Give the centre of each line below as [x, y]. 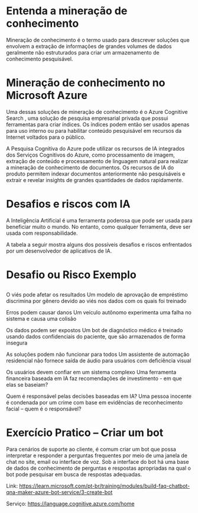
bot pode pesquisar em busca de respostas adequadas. [74, 474]
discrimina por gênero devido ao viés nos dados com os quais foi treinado [96, 301]
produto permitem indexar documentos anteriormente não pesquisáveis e [96, 174]
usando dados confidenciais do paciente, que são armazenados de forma [96, 337]
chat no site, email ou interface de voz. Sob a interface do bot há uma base [98, 461]
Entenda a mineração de [67, 11]
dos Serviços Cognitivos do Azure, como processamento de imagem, [91, 155]
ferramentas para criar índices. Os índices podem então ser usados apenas [98, 124]
